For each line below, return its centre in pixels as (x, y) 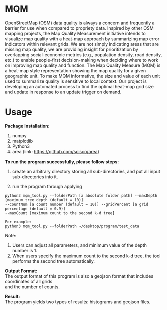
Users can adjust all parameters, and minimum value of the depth (80, 245)
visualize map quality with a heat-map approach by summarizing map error (82, 39)
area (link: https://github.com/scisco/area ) (56, 151)
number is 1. (25, 250)
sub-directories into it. (35, 177)
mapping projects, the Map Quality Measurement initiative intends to (75, 33)
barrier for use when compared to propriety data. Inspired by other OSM (79, 28)
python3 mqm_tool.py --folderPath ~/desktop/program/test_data (72, 226)
